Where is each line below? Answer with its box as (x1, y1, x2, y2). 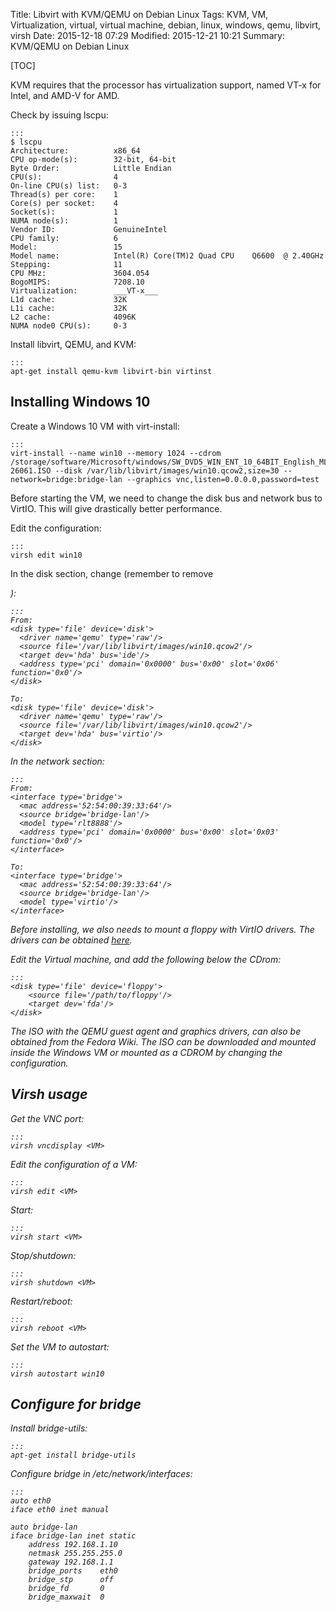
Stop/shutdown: (10, 1249, 77, 1261)
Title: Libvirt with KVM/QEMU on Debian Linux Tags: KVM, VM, (10, 9, 269, 20)
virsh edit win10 (10, 550, 83, 560)
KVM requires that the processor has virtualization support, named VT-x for (10, 79, 322, 91)
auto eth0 (10, 1496, 52, 1506)
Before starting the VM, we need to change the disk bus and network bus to (10, 492, 323, 504)
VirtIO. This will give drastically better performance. (10, 502, 223, 514)
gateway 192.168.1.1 (28, 1557, 114, 1568)
